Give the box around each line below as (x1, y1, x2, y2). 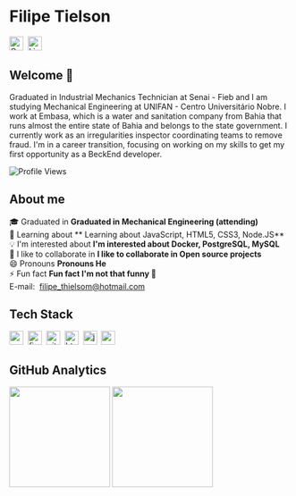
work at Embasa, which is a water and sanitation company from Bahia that (9, 110, 282, 122)
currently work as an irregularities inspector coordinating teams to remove (9, 130, 283, 140)
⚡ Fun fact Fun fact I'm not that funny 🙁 (9, 268, 156, 279)
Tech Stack (9, 307, 73, 322)
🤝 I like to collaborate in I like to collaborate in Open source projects (9, 248, 262, 259)
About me (9, 192, 65, 207)
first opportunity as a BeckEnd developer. (9, 148, 163, 159)
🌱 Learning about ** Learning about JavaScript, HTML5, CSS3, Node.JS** (9, 229, 284, 240)
